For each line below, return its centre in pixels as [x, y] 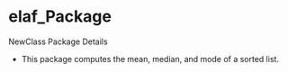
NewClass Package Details [58, 41]
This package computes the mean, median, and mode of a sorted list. [150, 59]
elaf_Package [60, 17]
